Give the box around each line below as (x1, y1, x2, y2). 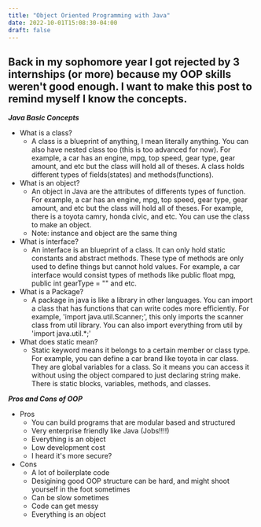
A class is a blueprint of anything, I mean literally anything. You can (31, 137, 249, 146)
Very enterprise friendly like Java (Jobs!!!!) (31, 426, 170, 436)
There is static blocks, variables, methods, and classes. (31, 379, 211, 389)
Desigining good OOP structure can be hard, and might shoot (31, 477, 230, 486)
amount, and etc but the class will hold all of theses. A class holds (31, 162, 245, 171)
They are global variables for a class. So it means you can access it (31, 363, 250, 372)
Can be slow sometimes (31, 493, 109, 503)
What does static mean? (19, 337, 98, 347)
